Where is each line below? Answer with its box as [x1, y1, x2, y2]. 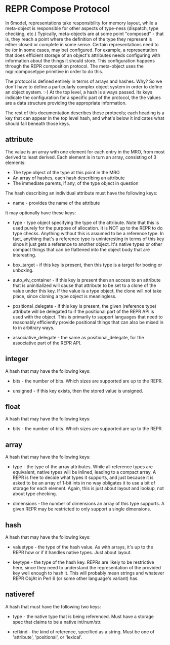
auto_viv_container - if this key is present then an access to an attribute [12, 277, 161, 283]
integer [5, 354, 29, 363]
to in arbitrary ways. [12, 325, 55, 331]
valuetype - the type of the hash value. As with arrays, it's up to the [12, 544, 153, 550]
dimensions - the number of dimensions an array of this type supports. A [12, 501, 165, 507]
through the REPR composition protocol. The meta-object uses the [5, 63, 144, 69]
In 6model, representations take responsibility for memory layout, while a [5, 20, 157, 26]
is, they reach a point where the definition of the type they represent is [5, 36, 152, 42]
